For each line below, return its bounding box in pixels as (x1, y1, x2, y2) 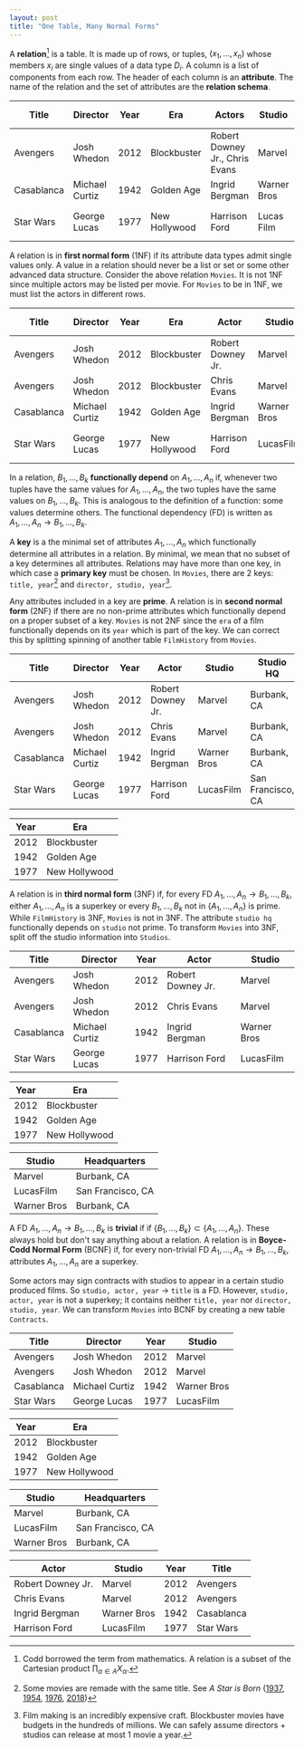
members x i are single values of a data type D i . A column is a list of (9, 60, 260, 72)
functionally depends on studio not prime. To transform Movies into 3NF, (9, 921, 279, 933)
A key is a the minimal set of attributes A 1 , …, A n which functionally (9, 536, 257, 549)
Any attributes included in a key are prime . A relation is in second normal (9, 596, 283, 607)
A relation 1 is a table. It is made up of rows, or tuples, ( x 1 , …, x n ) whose (9, 46, 272, 61)
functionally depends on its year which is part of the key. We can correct (9, 625, 280, 636)
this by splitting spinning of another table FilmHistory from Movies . (9, 635, 258, 646)
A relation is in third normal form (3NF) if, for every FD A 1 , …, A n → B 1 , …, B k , (9, 889, 292, 902)
